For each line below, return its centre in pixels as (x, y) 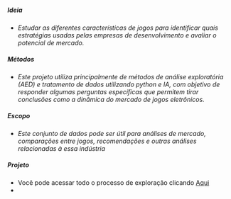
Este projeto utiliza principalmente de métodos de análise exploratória (120, 76)
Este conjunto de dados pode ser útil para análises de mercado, (112, 133)
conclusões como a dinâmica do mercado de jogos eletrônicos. (111, 99)
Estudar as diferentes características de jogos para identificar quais (118, 28)
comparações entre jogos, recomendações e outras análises (107, 141)
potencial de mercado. (51, 42)
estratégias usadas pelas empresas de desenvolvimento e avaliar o (117, 35)
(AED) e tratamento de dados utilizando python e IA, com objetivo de (119, 84)
